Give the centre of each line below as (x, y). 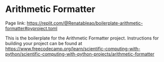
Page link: (16, 23)
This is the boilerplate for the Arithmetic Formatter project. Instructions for (82, 38)
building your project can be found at (44, 43)
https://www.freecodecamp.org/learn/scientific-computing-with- (73, 48)
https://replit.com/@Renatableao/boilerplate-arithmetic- (85, 23)
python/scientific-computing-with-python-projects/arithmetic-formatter (80, 54)
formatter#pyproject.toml (31, 28)
